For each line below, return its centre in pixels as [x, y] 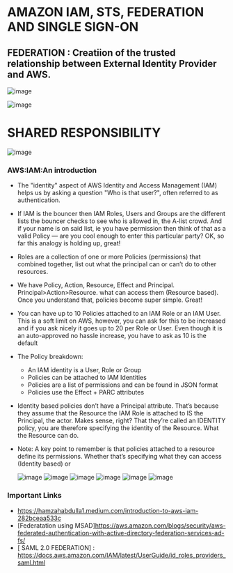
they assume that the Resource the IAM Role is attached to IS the [110, 413]
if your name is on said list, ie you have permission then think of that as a [121, 229]
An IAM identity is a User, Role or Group [85, 370]
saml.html [31, 563]
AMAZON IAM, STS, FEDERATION [106, 12]
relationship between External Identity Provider [112, 63]
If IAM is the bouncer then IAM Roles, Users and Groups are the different [121, 214]
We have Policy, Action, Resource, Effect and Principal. [96, 285]
